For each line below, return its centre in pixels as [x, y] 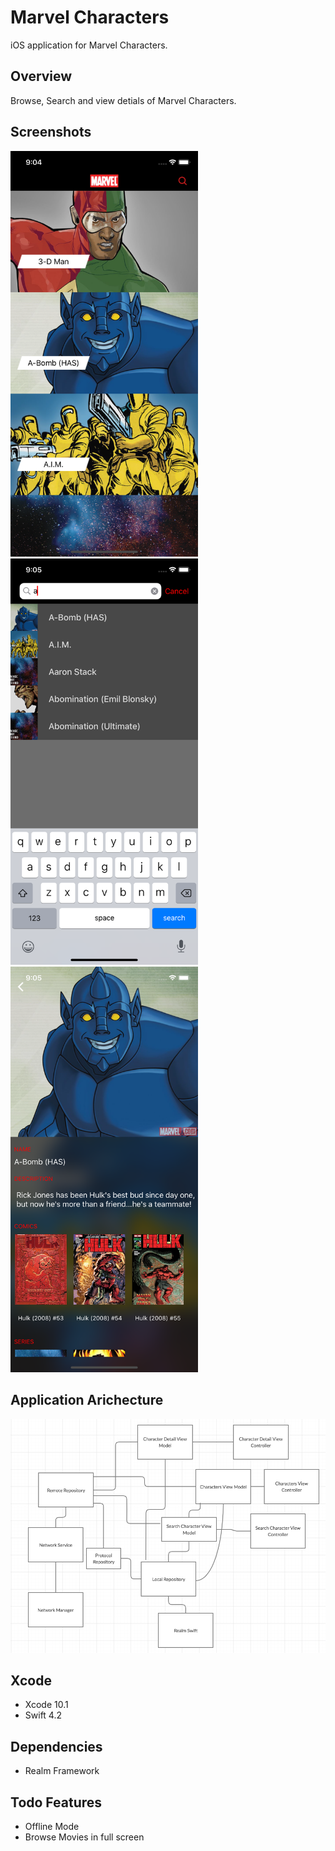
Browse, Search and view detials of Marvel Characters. [123, 100]
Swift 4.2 [43, 1715]
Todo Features [56, 1802]
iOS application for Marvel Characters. [89, 45]
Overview [41, 76]
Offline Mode [52, 1826]
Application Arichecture [87, 1400]
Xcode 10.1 [46, 1705]
